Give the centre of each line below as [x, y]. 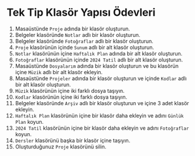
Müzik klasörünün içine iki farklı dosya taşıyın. [70, 91]
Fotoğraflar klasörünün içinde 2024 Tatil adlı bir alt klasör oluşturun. [99, 60]
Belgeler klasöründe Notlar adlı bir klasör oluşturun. [78, 34]
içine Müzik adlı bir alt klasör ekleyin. [59, 72]
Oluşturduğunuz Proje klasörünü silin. [61, 147]
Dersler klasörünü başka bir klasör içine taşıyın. [73, 140]
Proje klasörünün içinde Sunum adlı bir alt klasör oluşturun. [85, 47]
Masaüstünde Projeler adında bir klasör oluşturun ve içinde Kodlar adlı [101, 78]
